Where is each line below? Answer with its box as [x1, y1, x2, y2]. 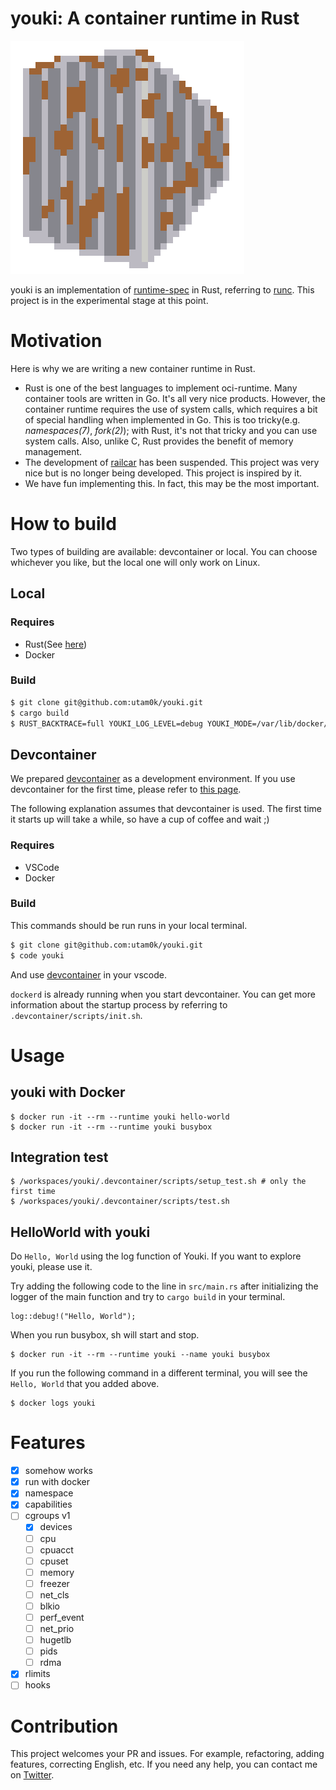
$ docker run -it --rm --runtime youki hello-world [10, 1112, 230, 1122]
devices [39, 1521, 73, 1533]
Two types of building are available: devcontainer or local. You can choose [10, 545, 318, 557]
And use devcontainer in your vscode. [10, 968, 167, 981]
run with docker [24, 1476, 90, 1488]
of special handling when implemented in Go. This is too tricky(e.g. [24, 413, 301, 426]
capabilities [24, 1498, 73, 1511]
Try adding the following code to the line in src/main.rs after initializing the [10, 1280, 319, 1292]
